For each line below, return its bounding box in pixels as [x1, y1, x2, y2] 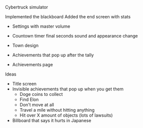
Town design [12, 43, 38, 48]
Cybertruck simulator [5, 4, 48, 10]
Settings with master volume [12, 23, 71, 29]
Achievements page [12, 62, 53, 67]
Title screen [12, 81, 37, 86]
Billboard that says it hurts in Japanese [12, 118, 91, 123]
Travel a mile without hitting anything [19, 107, 95, 113]
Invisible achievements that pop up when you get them [12, 86, 124, 92]
